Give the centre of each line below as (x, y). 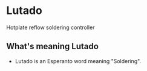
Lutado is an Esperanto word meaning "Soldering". (78, 61)
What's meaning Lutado (52, 46)
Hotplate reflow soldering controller (51, 27)
